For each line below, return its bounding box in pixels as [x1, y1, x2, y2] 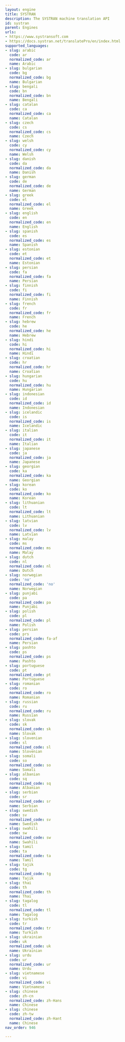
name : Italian [9, 441, 38, 446]
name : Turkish [9, 930, 38, 935]
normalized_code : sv [9, 817, 51, 822]
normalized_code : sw [9, 835, 51, 840]
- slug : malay [5, 536, 34, 542]
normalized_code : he [9, 329, 51, 333]
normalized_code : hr [9, 365, 51, 369]
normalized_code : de [9, 183, 51, 188]
